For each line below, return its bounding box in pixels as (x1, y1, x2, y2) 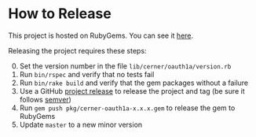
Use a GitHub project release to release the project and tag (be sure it (19, 86, 245, 95)
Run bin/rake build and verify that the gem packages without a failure (19, 78, 249, 87)
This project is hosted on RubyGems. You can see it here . (8, 31, 194, 40)
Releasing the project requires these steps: (8, 46, 147, 55)
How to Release (8, 5, 112, 23)
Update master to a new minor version (19, 120, 143, 129)
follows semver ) (19, 94, 72, 104)
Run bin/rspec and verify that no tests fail (19, 69, 155, 79)
